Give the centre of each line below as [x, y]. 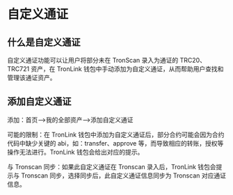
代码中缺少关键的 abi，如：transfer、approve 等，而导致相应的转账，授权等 [115, 143]
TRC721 [18, 69]
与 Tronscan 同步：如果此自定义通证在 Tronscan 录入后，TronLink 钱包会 [112, 166]
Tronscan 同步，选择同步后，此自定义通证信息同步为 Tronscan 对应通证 [123, 175]
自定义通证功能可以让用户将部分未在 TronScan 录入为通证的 [93, 60]
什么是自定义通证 [44, 42]
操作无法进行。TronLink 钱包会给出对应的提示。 [75, 152]
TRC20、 [193, 60]
